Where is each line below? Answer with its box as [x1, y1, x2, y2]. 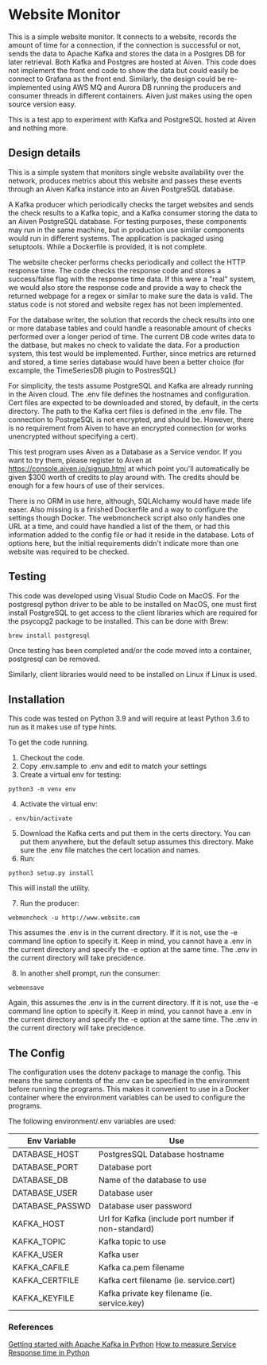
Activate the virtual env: [19, 799, 98, 809]
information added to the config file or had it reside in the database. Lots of [8, 530, 254, 539]
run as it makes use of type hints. [8, 722, 118, 732]
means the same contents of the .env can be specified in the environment [8, 1076, 250, 1085]
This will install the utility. [8, 884, 91, 893]
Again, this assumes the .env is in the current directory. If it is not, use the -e [8, 998, 258, 1007]
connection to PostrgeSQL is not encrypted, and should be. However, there [8, 415, 254, 424]
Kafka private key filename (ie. [98, 1288, 212, 1299]
